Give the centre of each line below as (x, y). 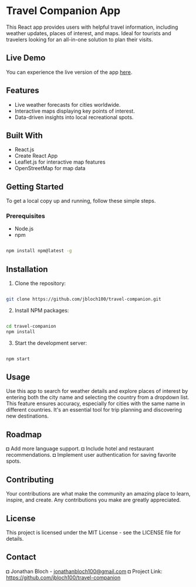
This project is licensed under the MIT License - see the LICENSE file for (93, 532)
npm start (18, 359)
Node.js (24, 229)
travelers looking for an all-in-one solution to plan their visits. (80, 39)
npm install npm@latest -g (39, 251)
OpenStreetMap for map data (50, 168)
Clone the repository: (40, 283)
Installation (27, 269)
